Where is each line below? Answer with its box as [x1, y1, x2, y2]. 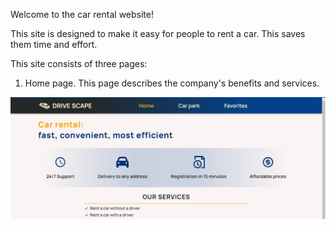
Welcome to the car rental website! [10, 9, 154, 20]
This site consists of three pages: [10, 58, 148, 69]
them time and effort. [10, 39, 98, 50]
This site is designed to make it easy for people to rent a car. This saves [10, 28, 306, 39]
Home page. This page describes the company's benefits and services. [24, 77, 320, 89]
